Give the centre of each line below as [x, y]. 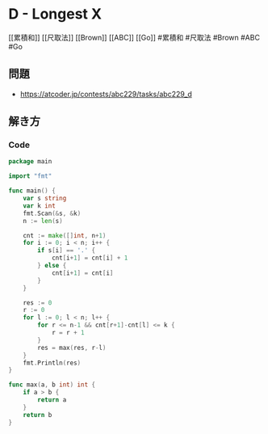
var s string [45, 199]
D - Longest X [55, 14]
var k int [40, 206]
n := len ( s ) [43, 221]
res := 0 [38, 303]
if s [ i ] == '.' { [66, 251]
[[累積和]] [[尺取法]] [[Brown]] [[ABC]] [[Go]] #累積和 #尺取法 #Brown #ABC [134, 37]
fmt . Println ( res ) [52, 363]
